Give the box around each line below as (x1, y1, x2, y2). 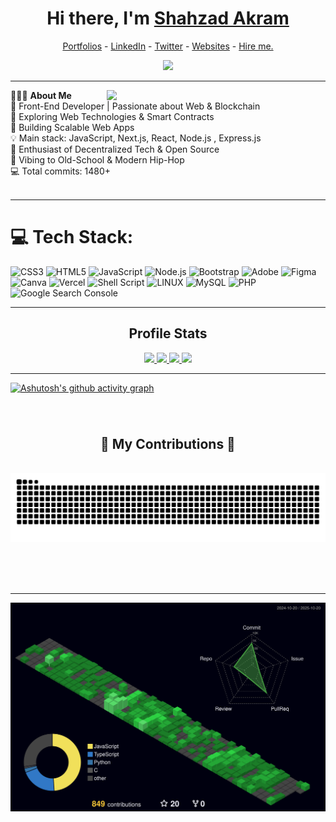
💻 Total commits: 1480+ (10, 165, 112, 177)
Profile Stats (128, 325, 208, 342)
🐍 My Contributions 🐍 (100, 436, 236, 452)
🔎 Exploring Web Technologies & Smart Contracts (10, 110, 215, 122)
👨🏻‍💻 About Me (10, 89, 72, 101)
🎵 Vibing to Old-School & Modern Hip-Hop (10, 153, 185, 166)
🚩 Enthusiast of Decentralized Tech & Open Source (10, 143, 220, 155)
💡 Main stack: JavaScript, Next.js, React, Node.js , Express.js (10, 132, 262, 144)
